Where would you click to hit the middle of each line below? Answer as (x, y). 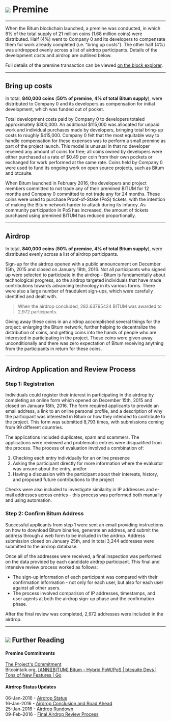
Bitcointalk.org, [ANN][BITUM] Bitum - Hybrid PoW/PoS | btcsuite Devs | (81, 670)
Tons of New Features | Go (33, 675)
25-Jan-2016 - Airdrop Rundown (39, 709)
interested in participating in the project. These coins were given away (79, 338)
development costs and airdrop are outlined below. (59, 55)
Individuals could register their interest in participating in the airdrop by (80, 395)
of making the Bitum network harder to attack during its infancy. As (76, 204)
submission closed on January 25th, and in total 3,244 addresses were (80, 541)
